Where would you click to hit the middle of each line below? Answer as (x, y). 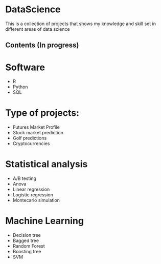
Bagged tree (26, 241)
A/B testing (25, 178)
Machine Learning (45, 221)
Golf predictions (30, 138)
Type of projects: (42, 113)
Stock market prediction (38, 133)
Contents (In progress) (42, 45)
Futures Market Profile (36, 127)
